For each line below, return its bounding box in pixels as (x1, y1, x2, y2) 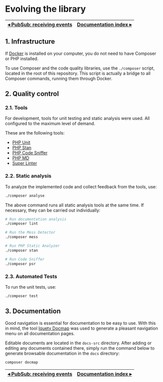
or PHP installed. (5, 55, 39, 62)
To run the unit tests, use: (5, 284, 57, 290)
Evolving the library (5, 3, 86, 15)
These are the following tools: (5, 130, 65, 136)
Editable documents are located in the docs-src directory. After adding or (5, 340, 152, 346)
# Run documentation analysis (5, 217, 67, 222)
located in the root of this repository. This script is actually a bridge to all (5, 70, 151, 76)
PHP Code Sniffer (12, 150, 48, 156)
